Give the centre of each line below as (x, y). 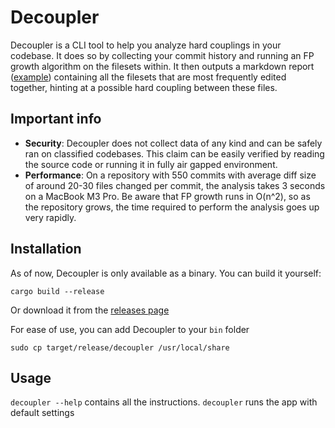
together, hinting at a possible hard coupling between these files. (144, 87)
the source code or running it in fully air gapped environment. (151, 164)
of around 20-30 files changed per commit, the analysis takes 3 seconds (175, 185)
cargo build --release (57, 291)
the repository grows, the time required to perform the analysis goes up (172, 207)
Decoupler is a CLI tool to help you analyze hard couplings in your (146, 45)
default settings (42, 413)
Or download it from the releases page (90, 310)
